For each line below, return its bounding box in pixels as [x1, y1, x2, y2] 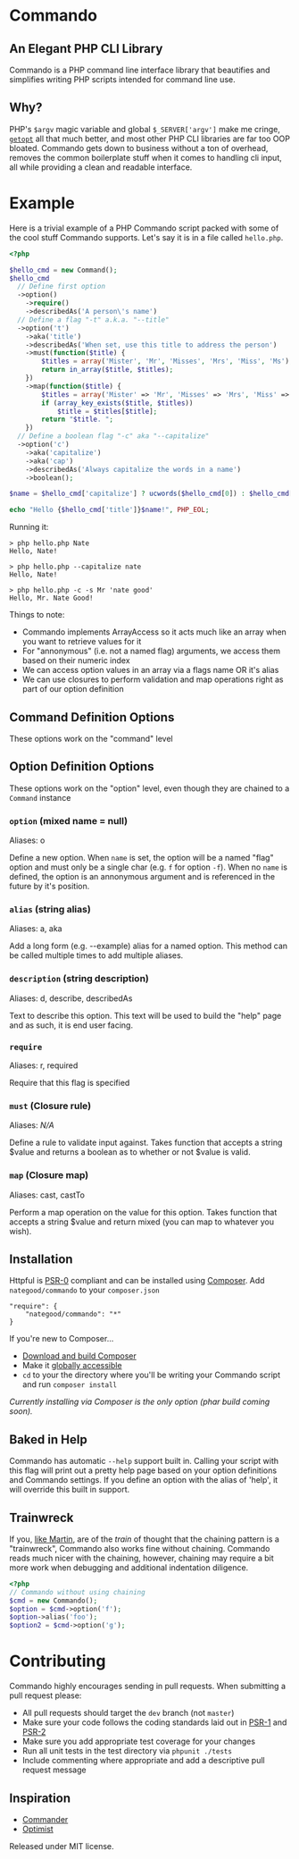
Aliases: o [9, 835, 46, 845]
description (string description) [9, 972, 149, 985]
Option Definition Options [9, 759, 154, 774]
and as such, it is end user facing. [9, 1020, 134, 1030]
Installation [9, 1251, 73, 1266]
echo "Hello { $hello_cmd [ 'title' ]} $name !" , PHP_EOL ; [9, 506, 210, 515]
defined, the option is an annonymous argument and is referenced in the [9, 871, 275, 882]
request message [21, 1764, 87, 1775]
